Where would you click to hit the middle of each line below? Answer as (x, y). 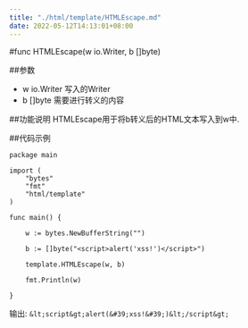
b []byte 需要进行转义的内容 (73, 100)
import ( (25, 171)
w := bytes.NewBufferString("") (85, 233)
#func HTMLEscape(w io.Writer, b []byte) (85, 51)
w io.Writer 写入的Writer (66, 88)
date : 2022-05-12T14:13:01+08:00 (71, 26)
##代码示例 (30, 138)
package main (33, 155)
